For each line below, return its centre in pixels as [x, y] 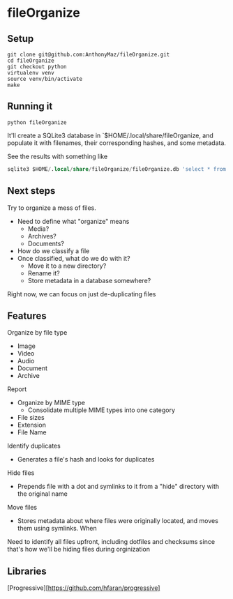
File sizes [31, 418]
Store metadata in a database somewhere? [89, 280]
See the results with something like [58, 156]
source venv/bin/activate [45, 79]
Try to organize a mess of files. [52, 208]
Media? [38, 229]
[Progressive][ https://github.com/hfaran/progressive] [84, 588]
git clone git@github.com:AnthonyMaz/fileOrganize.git [89, 54]
